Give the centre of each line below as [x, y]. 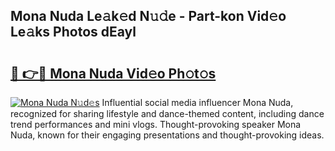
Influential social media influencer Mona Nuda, [197, 102]
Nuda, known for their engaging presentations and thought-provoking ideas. [167, 135]
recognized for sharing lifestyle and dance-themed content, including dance [167, 113]
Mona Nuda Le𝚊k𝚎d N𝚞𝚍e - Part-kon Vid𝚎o [148, 16]
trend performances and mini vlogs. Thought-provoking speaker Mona [156, 124]
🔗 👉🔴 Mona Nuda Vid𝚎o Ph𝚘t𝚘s [113, 73]
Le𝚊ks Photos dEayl [73, 32]
